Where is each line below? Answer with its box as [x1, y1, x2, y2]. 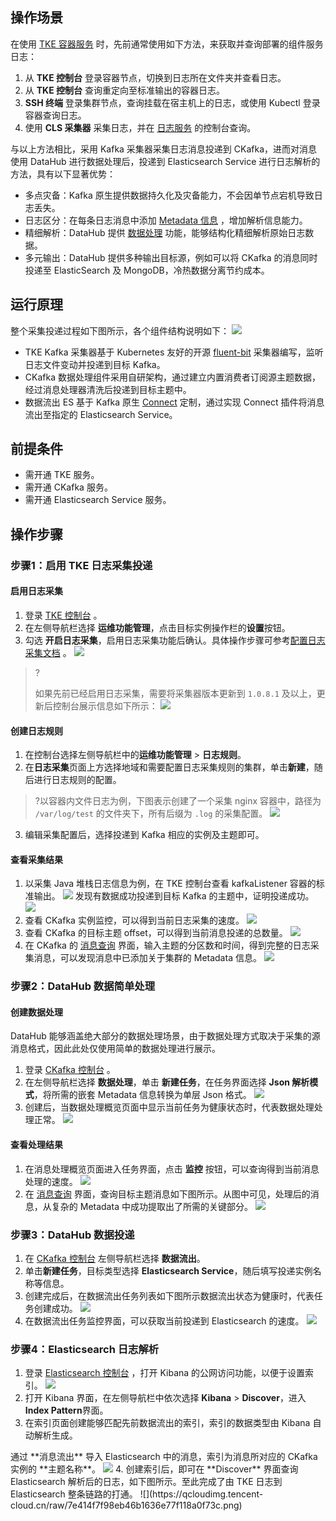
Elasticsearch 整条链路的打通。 [10, 1488, 138, 1500]
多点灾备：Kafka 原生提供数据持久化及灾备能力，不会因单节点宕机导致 [24, 189, 315, 201]
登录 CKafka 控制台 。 [24, 1064, 116, 1076]
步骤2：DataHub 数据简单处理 [10, 979, 156, 993]
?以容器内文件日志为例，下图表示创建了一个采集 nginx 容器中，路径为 [34, 795, 322, 807]
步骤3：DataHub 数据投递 [10, 1228, 135, 1242]
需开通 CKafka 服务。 [24, 481, 113, 493]
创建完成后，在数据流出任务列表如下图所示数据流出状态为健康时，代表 [24, 1289, 315, 1302]
